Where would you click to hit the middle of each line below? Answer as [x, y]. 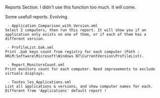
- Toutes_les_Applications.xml [39, 82]
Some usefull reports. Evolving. [37, 17]
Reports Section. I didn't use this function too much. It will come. [71, 7]
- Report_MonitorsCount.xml [36, 65]
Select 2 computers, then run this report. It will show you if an [76, 30]
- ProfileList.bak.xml [31, 48]
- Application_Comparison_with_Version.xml [52, 26]
